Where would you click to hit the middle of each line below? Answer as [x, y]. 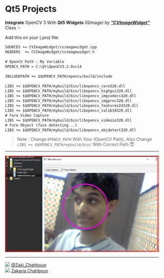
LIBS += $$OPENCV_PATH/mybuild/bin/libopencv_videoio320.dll [69, 120]
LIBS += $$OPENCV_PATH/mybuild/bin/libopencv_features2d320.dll [72, 106]
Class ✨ [13, 27]
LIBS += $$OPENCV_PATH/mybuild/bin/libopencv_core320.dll [65, 86]
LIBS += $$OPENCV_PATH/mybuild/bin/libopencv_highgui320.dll [69, 91]
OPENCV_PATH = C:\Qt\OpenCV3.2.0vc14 [43, 66]
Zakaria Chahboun [30, 271]
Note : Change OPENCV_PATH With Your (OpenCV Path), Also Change [84, 139]
